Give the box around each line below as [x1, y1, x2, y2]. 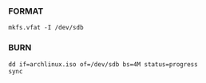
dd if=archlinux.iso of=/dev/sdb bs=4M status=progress [8, 60, 198, 69]
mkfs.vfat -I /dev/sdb [8, 24, 84, 32]
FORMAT [8, 6, 44, 17]
